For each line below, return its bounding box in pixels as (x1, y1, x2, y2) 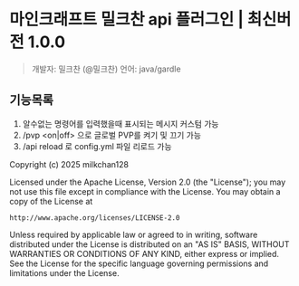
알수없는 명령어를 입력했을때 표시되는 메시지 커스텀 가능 (22, 118, 219, 129)
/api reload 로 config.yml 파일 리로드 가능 (22, 140, 172, 151)
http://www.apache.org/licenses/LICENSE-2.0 (9, 213, 180, 223)
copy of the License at (9, 195, 93, 206)
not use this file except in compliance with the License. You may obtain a (9, 186, 281, 196)
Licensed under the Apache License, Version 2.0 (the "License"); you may (9, 176, 286, 187)
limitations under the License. (9, 267, 120, 278)
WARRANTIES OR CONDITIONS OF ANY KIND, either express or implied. (9, 248, 279, 259)
